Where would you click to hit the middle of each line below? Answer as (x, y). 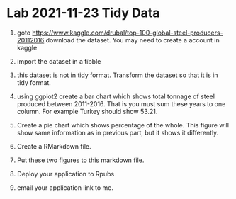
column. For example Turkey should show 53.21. (87, 111)
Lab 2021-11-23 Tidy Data (83, 13)
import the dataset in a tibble (59, 61)
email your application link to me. (65, 187)
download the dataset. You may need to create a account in (133, 40)
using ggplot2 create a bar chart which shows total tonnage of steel (116, 96)
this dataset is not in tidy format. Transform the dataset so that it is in (117, 75)
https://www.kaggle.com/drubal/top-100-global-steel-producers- (128, 33)
